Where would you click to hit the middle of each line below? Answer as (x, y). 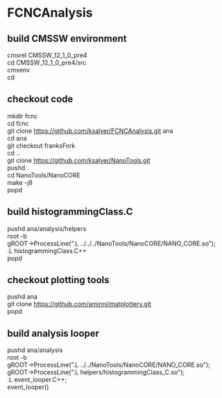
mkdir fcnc (23, 116)
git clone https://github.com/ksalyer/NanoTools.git (79, 160)
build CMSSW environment (67, 39)
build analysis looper (53, 333)
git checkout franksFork (41, 145)
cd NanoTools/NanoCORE (44, 175)
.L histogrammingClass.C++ (47, 250)
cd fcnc (18, 123)
